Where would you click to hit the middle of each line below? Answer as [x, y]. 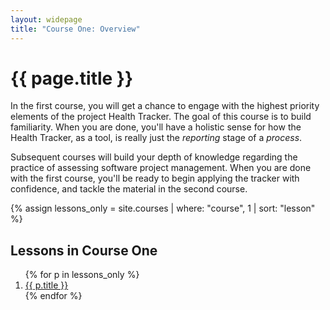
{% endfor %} [53, 296]
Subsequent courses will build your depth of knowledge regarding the [154, 157]
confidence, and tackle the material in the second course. [129, 189]
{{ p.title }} [46, 285]
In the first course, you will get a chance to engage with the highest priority [165, 106]
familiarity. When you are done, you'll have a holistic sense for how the [156, 127]
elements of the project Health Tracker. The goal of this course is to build [161, 117]
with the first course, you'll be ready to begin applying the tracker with [155, 178]
